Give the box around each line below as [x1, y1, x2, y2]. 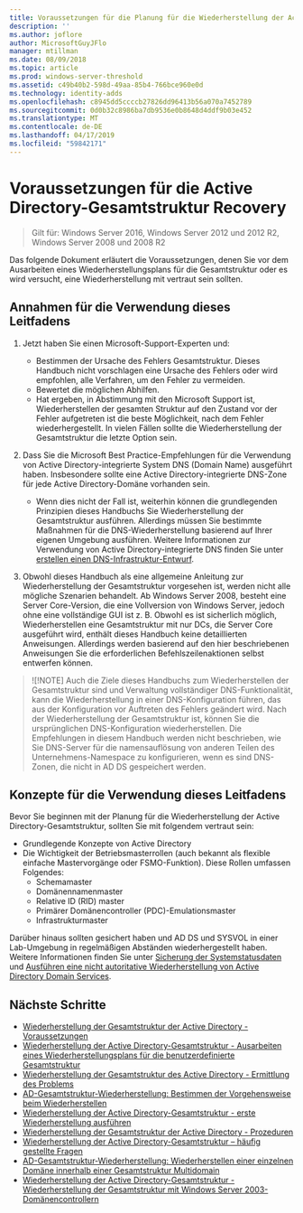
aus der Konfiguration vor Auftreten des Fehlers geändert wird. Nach [31, 704, 287, 714]
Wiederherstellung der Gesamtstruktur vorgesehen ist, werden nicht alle [22, 580, 291, 592]
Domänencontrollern [22, 1194, 99, 1205]
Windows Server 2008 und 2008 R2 [31, 237, 166, 247]
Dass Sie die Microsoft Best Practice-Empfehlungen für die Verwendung [22, 449, 291, 461]
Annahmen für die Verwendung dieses [9, 300, 232, 315]
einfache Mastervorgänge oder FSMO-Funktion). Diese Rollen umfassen [22, 857, 291, 868]
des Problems [22, 1078, 75, 1089]
